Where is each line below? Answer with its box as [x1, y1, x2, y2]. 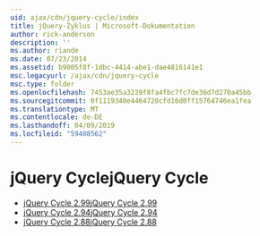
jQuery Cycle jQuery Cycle [10, 168, 209, 189]
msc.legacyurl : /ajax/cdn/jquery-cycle [10, 72, 160, 80]
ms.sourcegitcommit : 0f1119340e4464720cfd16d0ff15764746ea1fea [10, 96, 252, 105]
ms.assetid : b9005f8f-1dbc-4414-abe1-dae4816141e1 [10, 63, 204, 72]
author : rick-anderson [10, 29, 95, 38]
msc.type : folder [10, 80, 75, 88]
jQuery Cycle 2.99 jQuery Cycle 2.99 [22, 198, 158, 208]
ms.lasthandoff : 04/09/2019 [10, 122, 116, 131]
